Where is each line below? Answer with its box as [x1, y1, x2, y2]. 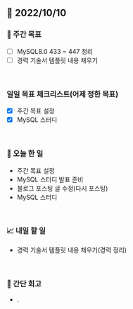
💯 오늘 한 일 [6, 149, 44, 159]
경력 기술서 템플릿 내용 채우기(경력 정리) [16, 245, 127, 254]
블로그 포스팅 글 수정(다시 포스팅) [16, 184, 108, 192]
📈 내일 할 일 [6, 226, 46, 236]
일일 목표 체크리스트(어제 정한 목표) [6, 89, 119, 99]
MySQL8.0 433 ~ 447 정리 [16, 47, 93, 55]
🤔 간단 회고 [6, 279, 42, 288]
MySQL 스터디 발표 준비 [16, 175, 84, 184]
